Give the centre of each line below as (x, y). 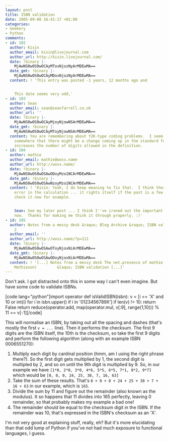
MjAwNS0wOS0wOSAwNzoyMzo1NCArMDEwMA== (55, 183)
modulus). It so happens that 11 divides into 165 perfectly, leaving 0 (82, 397)
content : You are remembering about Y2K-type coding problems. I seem (87, 136)
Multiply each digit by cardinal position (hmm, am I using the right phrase (88, 354)
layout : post (19, 10)
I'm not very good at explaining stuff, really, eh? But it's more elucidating (80, 423)
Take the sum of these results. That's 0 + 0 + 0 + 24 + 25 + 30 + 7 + (85, 381)
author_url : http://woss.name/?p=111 (49, 239)
